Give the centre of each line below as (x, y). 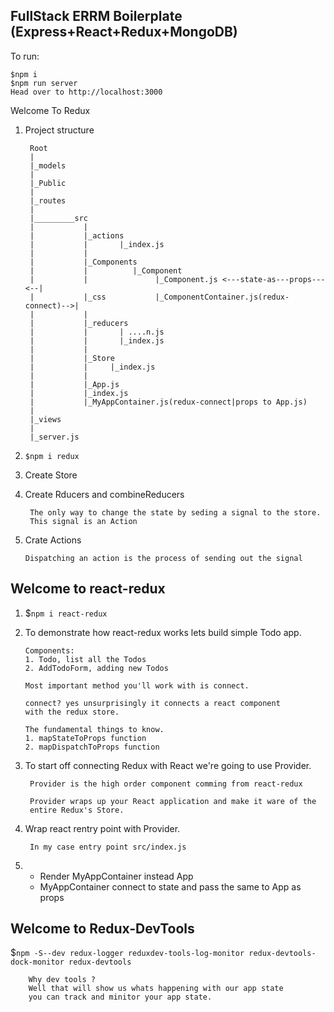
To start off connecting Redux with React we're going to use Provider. (168, 765)
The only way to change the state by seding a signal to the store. (175, 512)
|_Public (48, 183)
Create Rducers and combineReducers (104, 494)
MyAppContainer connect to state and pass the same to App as (170, 886)
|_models (48, 165)
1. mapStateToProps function (85, 738)
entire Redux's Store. (77, 810)
